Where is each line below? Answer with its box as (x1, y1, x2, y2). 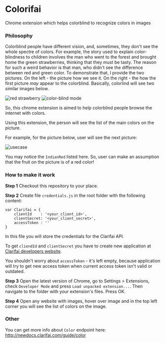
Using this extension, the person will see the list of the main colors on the (5, 120, 155, 126)
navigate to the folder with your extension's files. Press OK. (5, 288, 126, 294)
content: (5, 197, 22, 204)
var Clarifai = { (5, 207, 41, 212)
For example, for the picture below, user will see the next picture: (5, 135, 137, 141)
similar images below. (5, 86, 49, 92)
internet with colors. (5, 110, 46, 116)
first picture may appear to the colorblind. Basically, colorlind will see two (5, 80, 155, 86)
